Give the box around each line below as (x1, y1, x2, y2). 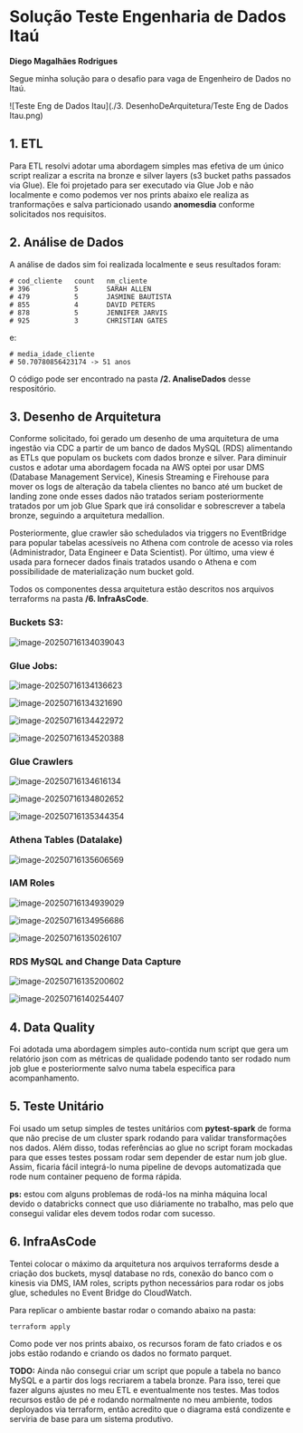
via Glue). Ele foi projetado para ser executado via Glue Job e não (9, 179, 254, 190)
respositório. (9, 382, 57, 393)
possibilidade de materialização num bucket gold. (9, 566, 194, 577)
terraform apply (9, 1322, 71, 1331)
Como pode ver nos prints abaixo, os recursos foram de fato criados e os (9, 1338, 282, 1349)
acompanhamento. (9, 1072, 80, 1083)
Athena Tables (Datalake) (9, 834, 123, 847)
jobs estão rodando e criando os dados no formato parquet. (9, 1348, 232, 1359)
